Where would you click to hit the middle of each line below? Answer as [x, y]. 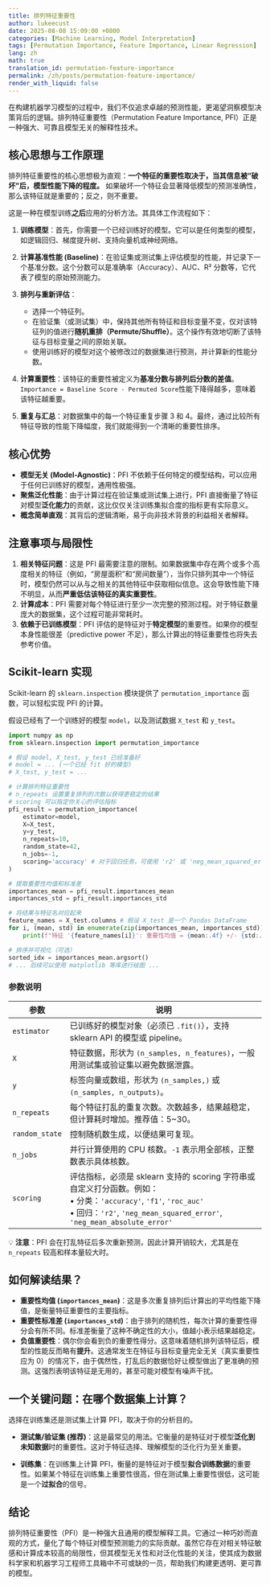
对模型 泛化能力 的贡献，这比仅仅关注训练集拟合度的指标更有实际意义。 [136, 505]
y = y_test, [39, 832]
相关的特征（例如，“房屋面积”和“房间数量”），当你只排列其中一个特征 [141, 574]
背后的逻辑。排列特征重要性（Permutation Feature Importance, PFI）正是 [136, 117]
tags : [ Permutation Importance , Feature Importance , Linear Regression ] [133, 46]
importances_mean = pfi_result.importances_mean [91, 891]
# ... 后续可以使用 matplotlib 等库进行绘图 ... [84, 965]
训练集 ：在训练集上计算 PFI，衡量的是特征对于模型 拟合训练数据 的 [128, 1464]
